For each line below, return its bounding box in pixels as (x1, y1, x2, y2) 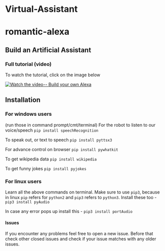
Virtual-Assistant (5, 3, 78, 15)
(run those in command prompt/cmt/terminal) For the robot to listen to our (5, 122, 156, 128)
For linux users (5, 178, 42, 185)
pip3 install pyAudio (5, 200, 50, 205)
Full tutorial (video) (5, 60, 52, 67)
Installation (5, 96, 41, 104)
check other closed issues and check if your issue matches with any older (5, 236, 157, 242)
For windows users (5, 110, 52, 117)
